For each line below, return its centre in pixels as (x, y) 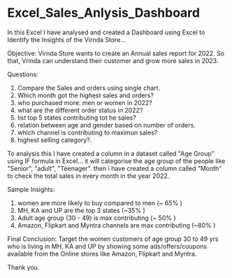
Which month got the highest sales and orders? (86, 95)
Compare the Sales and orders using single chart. (89, 88)
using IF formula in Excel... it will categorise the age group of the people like (116, 161)
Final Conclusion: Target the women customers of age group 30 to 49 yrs (113, 239)
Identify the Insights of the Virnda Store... (66, 39)
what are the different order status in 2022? (80, 110)
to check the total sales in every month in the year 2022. (88, 176)
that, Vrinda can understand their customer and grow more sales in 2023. (113, 60)
